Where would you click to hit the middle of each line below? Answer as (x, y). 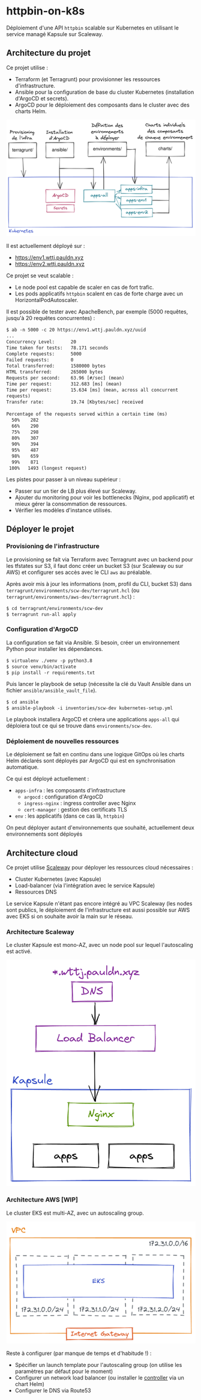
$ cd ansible (22, 702)
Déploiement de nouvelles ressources (62, 741)
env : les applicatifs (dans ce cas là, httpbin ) (70, 816)
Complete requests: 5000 (44, 354)
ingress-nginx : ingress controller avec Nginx (80, 803)
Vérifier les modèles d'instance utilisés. (63, 510)
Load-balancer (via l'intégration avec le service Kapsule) (85, 885)
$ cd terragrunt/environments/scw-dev (55, 608)
